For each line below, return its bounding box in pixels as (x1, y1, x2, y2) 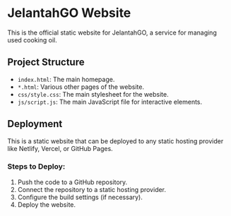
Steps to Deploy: (7, 162, 66, 172)
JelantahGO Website (7, 5, 131, 21)
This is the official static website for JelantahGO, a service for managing (7, 28, 217, 37)
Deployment (7, 118, 63, 130)
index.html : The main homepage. (17, 75, 115, 83)
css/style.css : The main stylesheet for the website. (17, 90, 169, 98)
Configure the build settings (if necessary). (17, 193, 143, 201)
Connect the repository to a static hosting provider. (17, 185, 167, 193)
